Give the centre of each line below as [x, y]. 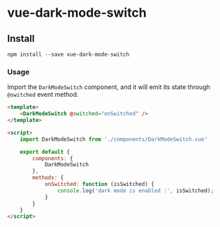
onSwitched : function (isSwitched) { [100, 185]
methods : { [48, 178]
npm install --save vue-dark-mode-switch [68, 54]
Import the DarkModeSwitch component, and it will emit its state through [109, 87]
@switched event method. [43, 95]
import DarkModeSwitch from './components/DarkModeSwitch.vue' [114, 139]
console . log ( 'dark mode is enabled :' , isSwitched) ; [135, 190]
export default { [45, 152]
